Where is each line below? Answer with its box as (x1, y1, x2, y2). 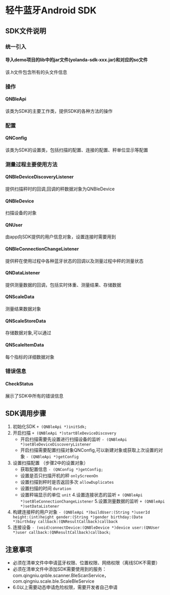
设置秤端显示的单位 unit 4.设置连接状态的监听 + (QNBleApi (20, 492, 143, 498)
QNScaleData (5, 294, 35, 300)
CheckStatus (5, 381, 34, 387)
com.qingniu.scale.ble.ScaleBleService (12, 578, 95, 584)
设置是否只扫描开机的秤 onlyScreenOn (20, 473, 98, 479)
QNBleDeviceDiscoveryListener (5, 174, 74, 180)
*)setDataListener (20, 504, 60, 509)
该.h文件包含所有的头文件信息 (5, 69, 68, 75)
